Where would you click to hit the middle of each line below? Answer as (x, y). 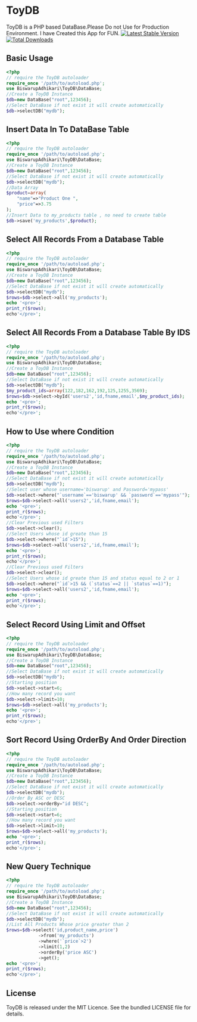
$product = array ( (26, 193)
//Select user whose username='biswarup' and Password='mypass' (87, 490)
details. (15, 1014)
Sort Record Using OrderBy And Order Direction (96, 740)
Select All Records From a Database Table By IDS (98, 332)
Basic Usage (30, 58)
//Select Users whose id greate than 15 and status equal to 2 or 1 (93, 578)
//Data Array (22, 188)
